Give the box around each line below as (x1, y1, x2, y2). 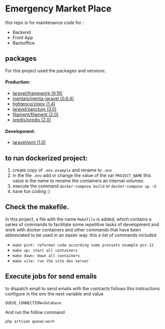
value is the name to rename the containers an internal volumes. (12, 177, 145, 183)
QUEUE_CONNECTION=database (5, 300, 61, 305)
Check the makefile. (5, 203, 69, 211)
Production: (5, 79, 30, 85)
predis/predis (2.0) (12, 116, 51, 122)
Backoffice (12, 39, 35, 45)
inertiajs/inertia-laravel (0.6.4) (12, 95, 74, 101)
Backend (12, 29, 31, 35)
